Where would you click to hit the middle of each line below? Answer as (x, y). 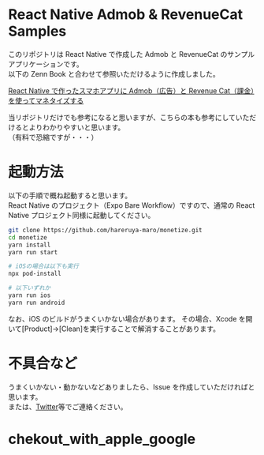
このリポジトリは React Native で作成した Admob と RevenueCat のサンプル (132, 54)
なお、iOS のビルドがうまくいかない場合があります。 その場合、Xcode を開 (130, 318)
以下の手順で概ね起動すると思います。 (70, 195)
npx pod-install (35, 274)
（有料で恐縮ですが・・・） (53, 137)
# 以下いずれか (30, 288)
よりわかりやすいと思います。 (77, 127)
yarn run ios (30, 295)
